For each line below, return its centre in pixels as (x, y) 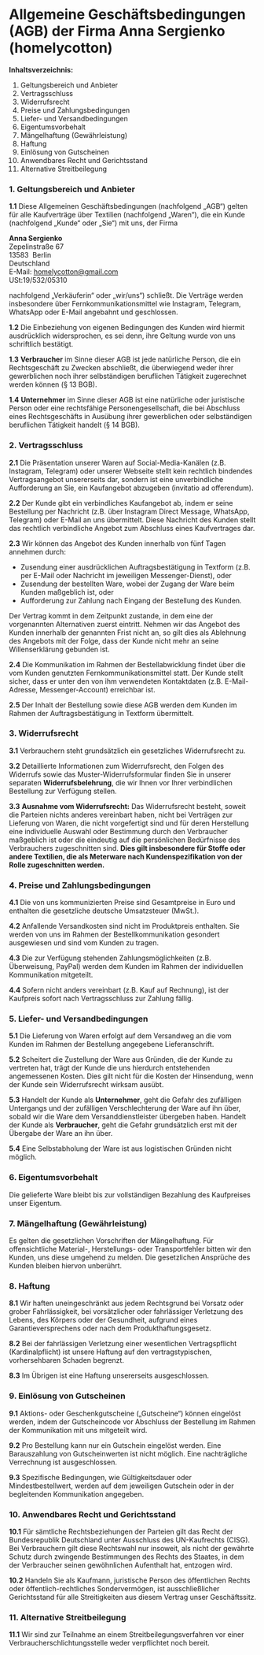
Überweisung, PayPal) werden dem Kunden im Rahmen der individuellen (126, 967)
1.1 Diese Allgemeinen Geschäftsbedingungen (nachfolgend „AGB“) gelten (128, 206)
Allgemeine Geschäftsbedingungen (127, 15)
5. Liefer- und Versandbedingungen (79, 1019)
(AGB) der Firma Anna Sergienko (117, 31)
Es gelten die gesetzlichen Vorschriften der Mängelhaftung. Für (112, 1241)
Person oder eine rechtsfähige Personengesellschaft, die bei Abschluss (125, 408)
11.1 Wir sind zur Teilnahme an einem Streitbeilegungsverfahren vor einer (126, 1635)
